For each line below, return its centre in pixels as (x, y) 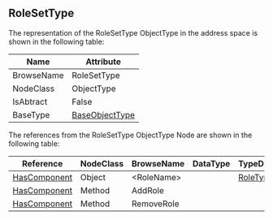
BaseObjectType (104, 114)
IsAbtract (30, 101)
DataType (211, 163)
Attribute (104, 62)
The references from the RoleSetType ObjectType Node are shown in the (130, 135)
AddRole (147, 190)
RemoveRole (156, 204)
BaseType (31, 114)
